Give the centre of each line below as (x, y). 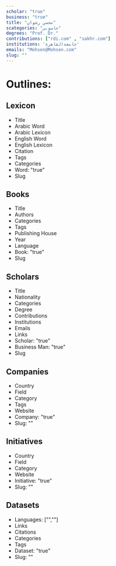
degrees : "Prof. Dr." (32, 33)
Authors (24, 215)
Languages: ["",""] (36, 519)
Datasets (23, 505)
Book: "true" (29, 252)
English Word (30, 138)
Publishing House (36, 233)
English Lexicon (33, 145)
